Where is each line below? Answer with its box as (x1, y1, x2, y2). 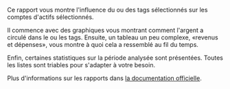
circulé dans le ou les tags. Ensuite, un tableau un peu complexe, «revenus (7, 33, 218, 41)
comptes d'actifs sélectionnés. (7, 13, 94, 21)
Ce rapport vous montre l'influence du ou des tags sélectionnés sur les (7, 6, 208, 14)
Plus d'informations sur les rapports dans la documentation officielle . (7, 74, 203, 82)
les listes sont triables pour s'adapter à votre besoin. (7, 61, 156, 69)
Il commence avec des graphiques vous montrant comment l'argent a (7, 26, 204, 34)
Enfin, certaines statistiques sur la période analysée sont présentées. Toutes (7, 54, 223, 62)
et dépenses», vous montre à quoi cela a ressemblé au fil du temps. (7, 41, 199, 48)
